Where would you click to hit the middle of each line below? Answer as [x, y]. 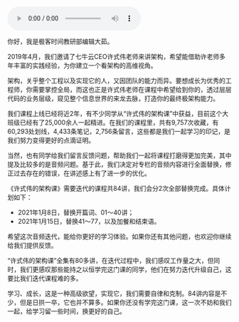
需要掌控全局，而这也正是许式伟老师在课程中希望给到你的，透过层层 [132, 89]
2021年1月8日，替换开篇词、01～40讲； [76, 212]
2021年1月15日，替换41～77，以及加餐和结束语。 [89, 221]
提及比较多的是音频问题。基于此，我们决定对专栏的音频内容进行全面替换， [116, 164]
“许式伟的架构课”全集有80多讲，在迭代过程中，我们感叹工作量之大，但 [111, 260]
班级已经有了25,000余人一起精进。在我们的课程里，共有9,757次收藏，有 [113, 123]
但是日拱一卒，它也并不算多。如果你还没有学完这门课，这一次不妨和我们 [126, 302]
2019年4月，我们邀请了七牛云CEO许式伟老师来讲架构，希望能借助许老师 [113, 57]
